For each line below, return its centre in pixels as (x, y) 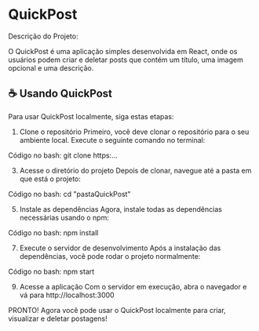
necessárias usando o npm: (64, 217)
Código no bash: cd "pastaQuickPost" (69, 194)
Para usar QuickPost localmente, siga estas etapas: (91, 116)
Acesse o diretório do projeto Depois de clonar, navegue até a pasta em (135, 170)
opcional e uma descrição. (51, 67)
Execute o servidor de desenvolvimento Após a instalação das (120, 248)
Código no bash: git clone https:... (63, 155)
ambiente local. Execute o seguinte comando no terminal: (112, 140)
